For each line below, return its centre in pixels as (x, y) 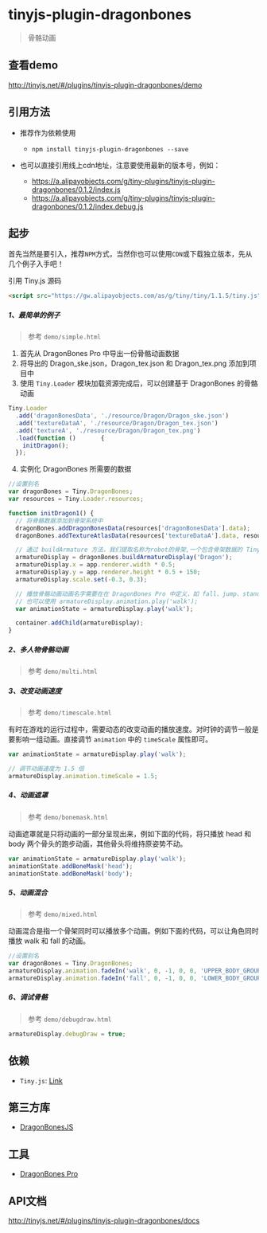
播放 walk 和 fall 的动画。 (49, 941)
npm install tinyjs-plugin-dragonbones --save (110, 149)
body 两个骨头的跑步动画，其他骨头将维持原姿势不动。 (98, 844)
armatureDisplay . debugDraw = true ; (67, 1034)
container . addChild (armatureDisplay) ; (80, 623)
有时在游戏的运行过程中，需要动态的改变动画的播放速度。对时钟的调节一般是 (133, 730)
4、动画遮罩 (28, 795)
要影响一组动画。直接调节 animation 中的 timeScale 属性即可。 (110, 739)
